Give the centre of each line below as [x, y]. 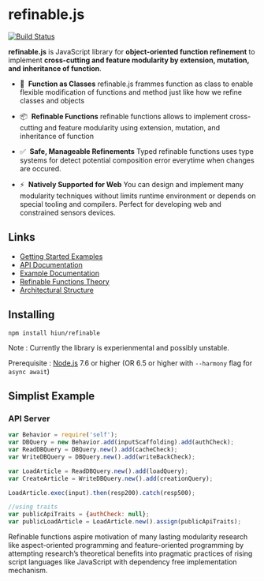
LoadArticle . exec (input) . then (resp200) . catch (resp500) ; [102, 493]
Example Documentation [59, 273]
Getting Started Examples [61, 256]
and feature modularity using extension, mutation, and [132, 127]
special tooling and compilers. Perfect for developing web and [121, 204]
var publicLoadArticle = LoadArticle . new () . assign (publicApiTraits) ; [125, 522]
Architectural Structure [57, 290]
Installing [32, 315]
